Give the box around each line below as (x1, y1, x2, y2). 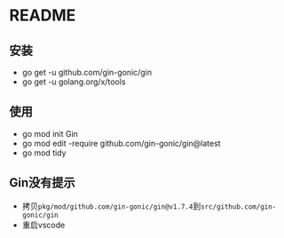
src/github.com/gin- (201, 202, 277, 211)
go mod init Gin (21, 128, 78, 139)
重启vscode (21, 219, 66, 230)
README (9, 5, 76, 26)
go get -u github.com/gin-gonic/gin (21, 67, 153, 77)
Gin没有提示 (9, 175, 75, 191)
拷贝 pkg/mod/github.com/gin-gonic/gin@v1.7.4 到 (21, 201, 201, 211)
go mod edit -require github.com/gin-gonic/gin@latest (21, 138, 221, 148)
